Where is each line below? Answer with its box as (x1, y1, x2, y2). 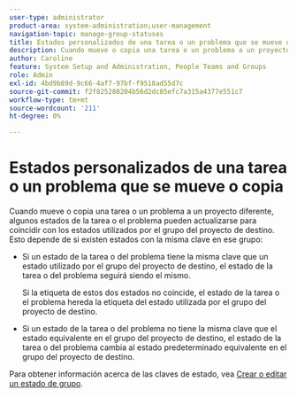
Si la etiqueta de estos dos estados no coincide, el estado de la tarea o (21, 287, 280, 298)
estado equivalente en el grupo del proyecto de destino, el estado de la (21, 333, 282, 344)
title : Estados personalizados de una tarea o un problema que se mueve (9, 37, 283, 47)
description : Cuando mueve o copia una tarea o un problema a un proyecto (9, 46, 291, 55)
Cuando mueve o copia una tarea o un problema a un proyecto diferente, (9, 206, 274, 217)
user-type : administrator (9, 12, 104, 22)
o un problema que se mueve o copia (9, 176, 285, 197)
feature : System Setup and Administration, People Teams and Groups (9, 63, 267, 72)
